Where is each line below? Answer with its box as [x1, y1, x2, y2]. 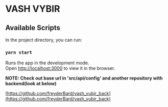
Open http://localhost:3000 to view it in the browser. [5, 65, 115, 71]
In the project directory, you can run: [5, 37, 82, 43]
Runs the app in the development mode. [5, 60, 89, 66]
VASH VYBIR [5, 3, 60, 15]
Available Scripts [5, 23, 60, 32]
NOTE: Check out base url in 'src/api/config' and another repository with [5, 75, 163, 82]
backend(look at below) [5, 81, 57, 87]
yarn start [5, 49, 32, 55]
